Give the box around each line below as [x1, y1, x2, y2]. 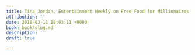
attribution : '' [6, 14, 46, 20]
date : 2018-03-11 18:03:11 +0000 [6, 19, 88, 25]
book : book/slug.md [6, 24, 54, 31]
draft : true [6, 35, 35, 41]
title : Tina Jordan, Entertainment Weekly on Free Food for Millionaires [6, 8, 190, 14]
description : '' [6, 30, 46, 36]
